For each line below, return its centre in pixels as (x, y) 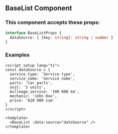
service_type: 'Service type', (42, 74)
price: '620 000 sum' (32, 100)
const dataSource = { (28, 69)
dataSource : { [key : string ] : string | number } (62, 37)
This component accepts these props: (53, 22)
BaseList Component (39, 8)
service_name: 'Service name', (42, 78)
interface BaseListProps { (33, 33)
